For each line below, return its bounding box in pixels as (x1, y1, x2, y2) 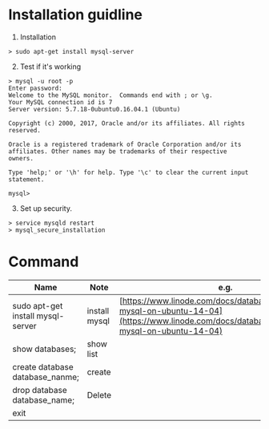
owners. (8, 154, 34, 162)
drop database (12, 384, 68, 395)
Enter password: (8, 84, 62, 92)
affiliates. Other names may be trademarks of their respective (8, 147, 227, 156)
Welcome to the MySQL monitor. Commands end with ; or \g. (8, 91, 214, 99)
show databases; (12, 343, 77, 354)
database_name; (12, 395, 74, 406)
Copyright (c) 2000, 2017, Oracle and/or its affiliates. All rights (8, 119, 246, 127)
